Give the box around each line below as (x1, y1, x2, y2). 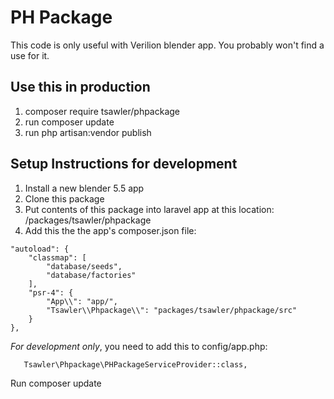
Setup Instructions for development (10, 156, 238, 173)
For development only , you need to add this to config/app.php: (10, 340, 268, 352)
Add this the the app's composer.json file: (24, 224, 197, 236)
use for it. (10, 49, 50, 61)
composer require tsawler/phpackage (24, 105, 181, 117)
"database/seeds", (46, 261, 123, 271)
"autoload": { (10, 244, 70, 254)
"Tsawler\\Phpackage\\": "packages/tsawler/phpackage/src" (46, 305, 298, 315)
